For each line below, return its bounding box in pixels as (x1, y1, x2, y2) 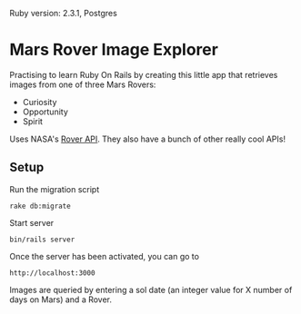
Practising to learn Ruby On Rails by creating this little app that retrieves (9, 69, 278, 80)
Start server (9, 217, 55, 228)
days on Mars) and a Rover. (9, 294, 112, 305)
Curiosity (22, 96, 57, 107)
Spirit (22, 115, 44, 126)
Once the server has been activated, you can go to (9, 250, 200, 261)
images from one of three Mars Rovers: (9, 79, 156, 90)
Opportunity (22, 106, 68, 117)
